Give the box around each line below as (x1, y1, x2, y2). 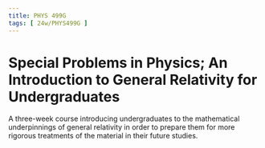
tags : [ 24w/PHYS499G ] (8, 19, 88, 27)
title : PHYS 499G (8, 11, 67, 20)
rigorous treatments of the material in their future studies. (8, 131, 198, 141)
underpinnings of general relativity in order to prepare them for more (8, 122, 235, 132)
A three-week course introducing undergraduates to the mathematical (8, 114, 240, 124)
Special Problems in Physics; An (8, 54, 228, 72)
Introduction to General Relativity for (8, 70, 258, 89)
